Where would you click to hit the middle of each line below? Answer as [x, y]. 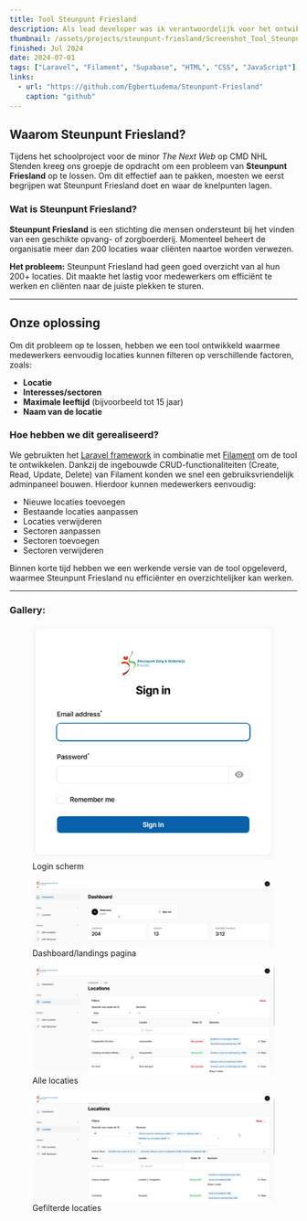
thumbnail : [30, 38]
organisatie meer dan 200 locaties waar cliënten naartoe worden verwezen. [152, 249]
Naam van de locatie [62, 411]
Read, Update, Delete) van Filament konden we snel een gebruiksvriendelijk [152, 474]
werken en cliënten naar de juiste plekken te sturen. [106, 286]
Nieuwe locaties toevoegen [74, 502]
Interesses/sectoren [62, 392]
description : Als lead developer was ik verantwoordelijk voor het [141, 29]
